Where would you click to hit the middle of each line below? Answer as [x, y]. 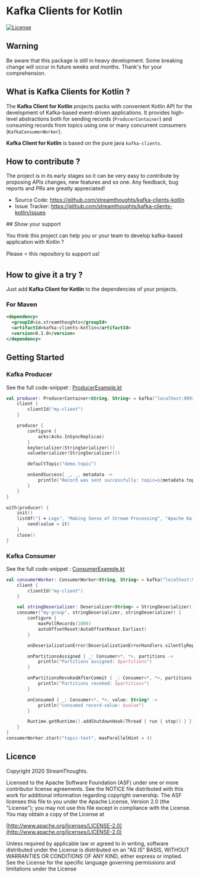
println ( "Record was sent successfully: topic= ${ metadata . [112, 480]
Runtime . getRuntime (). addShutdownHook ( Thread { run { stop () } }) [111, 722]
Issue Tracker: [32, 206]
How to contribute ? [43, 161]
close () [26, 535]
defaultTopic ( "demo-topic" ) [62, 464]
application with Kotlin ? [35, 242]
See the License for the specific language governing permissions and [91, 862]
